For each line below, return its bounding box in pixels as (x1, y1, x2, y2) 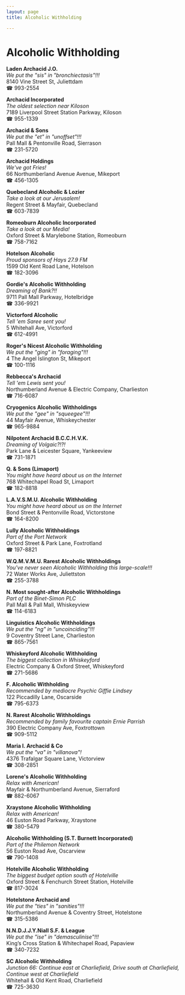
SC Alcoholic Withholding (6, 958, 72, 965)
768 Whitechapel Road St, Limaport (6, 478, 94, 485)
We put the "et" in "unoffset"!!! (6, 133, 82, 141)
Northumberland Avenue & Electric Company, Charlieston (6, 386, 148, 393)
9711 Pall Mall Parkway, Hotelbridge (6, 294, 94, 301)
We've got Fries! (6, 164, 47, 171)
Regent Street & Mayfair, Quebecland (6, 201, 98, 208)
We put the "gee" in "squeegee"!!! (6, 410, 90, 417)
